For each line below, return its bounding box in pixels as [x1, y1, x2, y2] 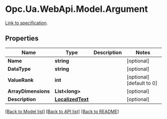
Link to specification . [5, 20, 48, 26]
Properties [5, 34, 39, 43]
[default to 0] [126, 79, 158, 86]
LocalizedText [54, 96, 89, 103]
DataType [7, 65, 31, 72]
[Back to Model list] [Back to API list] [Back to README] [5, 108, 119, 115]
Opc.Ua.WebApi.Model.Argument [5, 3, 148, 15]
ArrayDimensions [7, 88, 50, 95]
